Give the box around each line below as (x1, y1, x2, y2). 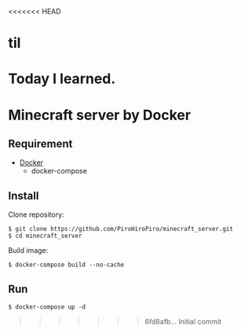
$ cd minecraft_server (8, 232, 82, 240)
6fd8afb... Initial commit (144, 317, 222, 326)
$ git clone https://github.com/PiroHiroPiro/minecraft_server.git (8, 225, 234, 233)
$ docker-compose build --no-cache (8, 261, 125, 269)
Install (8, 188, 39, 203)
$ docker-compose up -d (8, 303, 86, 311)
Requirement (8, 137, 73, 150)
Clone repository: (8, 210, 64, 219)
